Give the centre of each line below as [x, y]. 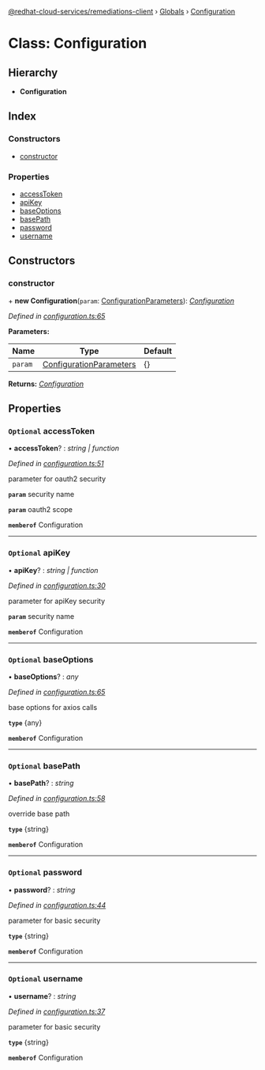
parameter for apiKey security [57, 601]
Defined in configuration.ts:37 [57, 1011]
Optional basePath [44, 765]
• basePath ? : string [41, 784]
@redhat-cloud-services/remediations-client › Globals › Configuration [122, 11]
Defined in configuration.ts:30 [57, 586]
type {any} [25, 723]
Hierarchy [33, 72]
